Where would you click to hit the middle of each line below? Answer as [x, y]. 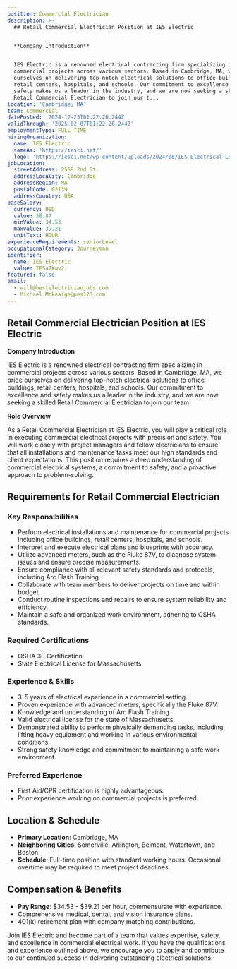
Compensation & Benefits [65, 890]
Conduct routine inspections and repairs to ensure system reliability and [122, 600]
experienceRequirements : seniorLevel [63, 242]
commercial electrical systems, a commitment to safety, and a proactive [112, 467]
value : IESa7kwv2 [39, 268]
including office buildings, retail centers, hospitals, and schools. [110, 540]
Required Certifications [48, 641]
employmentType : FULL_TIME [47, 131]
